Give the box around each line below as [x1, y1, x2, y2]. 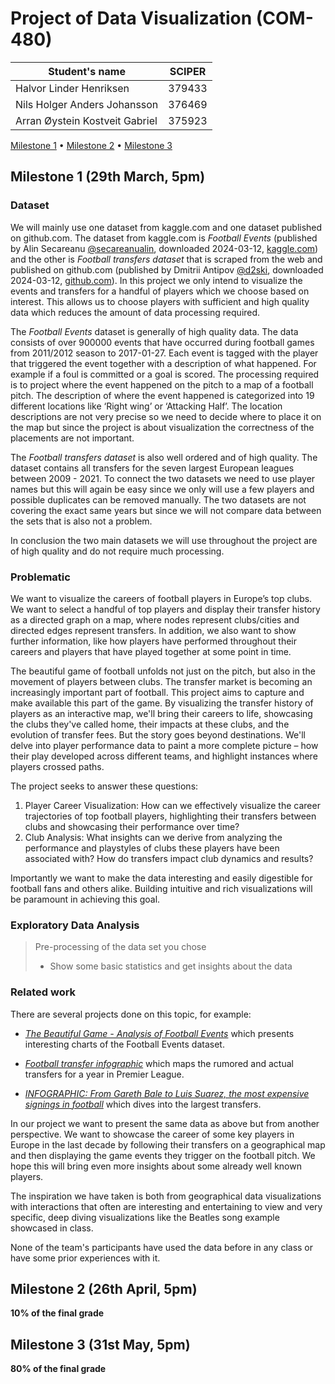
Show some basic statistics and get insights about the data [49, 960, 293, 972]
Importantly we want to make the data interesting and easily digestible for [10, 872, 313, 884]
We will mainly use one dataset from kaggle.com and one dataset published [10, 221, 323, 233]
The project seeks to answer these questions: [10, 780, 199, 792]
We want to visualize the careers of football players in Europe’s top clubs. [10, 592, 313, 604]
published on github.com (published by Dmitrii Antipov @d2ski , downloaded [10, 263, 324, 276]
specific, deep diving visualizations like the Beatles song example [10, 1211, 280, 1223]
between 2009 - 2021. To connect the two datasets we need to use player [10, 472, 316, 484]
